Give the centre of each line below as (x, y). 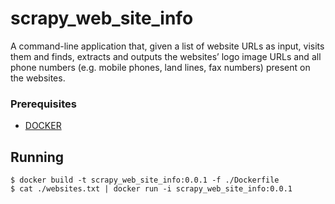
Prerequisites (43, 104)
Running (37, 157)
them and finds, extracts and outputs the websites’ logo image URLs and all (166, 56)
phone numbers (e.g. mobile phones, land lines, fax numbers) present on (160, 67)
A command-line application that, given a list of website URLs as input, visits (167, 46)
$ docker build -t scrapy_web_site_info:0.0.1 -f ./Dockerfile (145, 180)
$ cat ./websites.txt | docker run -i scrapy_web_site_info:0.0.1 (151, 189)
